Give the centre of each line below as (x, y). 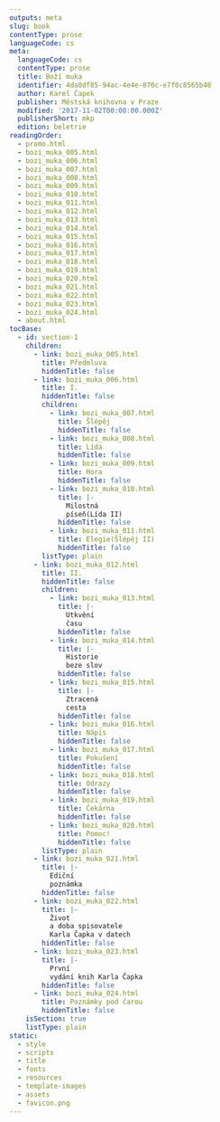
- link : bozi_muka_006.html (86, 380)
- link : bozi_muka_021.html (86, 859)
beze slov (84, 666)
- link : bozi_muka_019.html (102, 800)
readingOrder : (36, 136)
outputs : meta (36, 18)
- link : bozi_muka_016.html (102, 725)
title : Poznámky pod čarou (92, 1002)
